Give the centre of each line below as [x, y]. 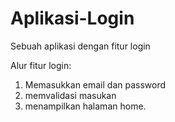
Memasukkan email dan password [95, 84]
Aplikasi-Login [72, 18]
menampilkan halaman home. [85, 106]
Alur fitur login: [41, 65]
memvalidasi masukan [70, 95]
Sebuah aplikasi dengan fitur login [80, 46]
